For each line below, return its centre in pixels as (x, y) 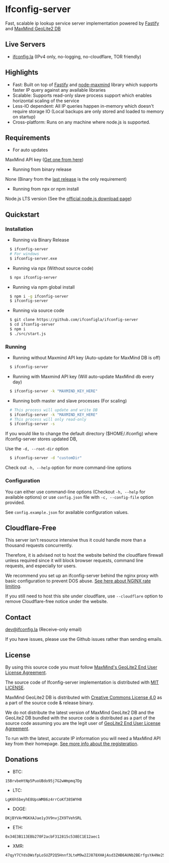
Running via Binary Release (41, 240)
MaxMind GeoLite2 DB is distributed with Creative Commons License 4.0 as (84, 697)
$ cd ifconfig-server (32, 324)
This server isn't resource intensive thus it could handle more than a (76, 540)
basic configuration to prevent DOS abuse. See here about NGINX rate (78, 581)
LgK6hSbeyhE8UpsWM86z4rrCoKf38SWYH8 (44, 800)
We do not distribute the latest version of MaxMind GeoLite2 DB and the (80, 712)
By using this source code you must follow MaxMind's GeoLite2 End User (81, 667)
